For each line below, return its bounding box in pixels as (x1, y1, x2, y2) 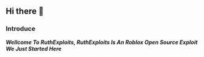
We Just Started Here (6, 45, 62, 52)
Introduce (6, 25, 36, 33)
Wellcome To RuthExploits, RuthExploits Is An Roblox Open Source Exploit (6, 38, 198, 46)
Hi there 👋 (6, 6, 44, 17)
